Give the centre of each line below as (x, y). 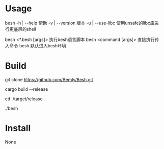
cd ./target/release (24, 99)
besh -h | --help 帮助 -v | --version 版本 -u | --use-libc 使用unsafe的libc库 (80, 23)
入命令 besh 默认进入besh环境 (36, 45)
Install (18, 128)
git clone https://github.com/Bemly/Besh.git (49, 79)
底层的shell (25, 29)
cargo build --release (27, 89)
